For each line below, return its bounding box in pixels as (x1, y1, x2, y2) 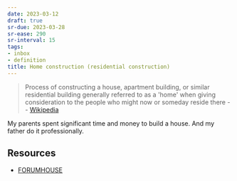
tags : (7, 43, 23, 50)
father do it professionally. (7, 126, 84, 135)
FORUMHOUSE (17, 166, 63, 175)
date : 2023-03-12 (7, 10, 59, 18)
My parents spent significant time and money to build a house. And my (7, 119, 215, 128)
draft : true (7, 17, 43, 24)
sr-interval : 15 (7, 37, 56, 44)
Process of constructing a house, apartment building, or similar (24, 82, 210, 91)
